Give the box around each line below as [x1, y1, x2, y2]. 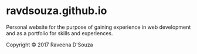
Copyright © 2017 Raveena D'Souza [6, 41, 93, 48]
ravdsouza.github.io [6, 4, 107, 18]
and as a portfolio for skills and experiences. [6, 29, 113, 36]
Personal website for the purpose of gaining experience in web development [6, 23, 191, 31]
